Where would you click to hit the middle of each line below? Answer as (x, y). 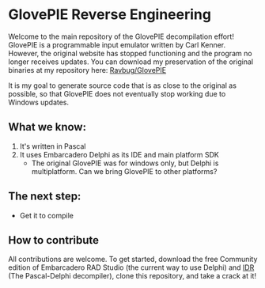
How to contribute (54, 240)
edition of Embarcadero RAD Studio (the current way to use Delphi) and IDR (131, 267)
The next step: (45, 197)
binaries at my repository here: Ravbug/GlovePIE (87, 70)
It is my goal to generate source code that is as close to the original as (123, 85)
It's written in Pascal (53, 146)
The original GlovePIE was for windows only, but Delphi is (125, 163)
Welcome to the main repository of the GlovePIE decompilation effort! (121, 36)
